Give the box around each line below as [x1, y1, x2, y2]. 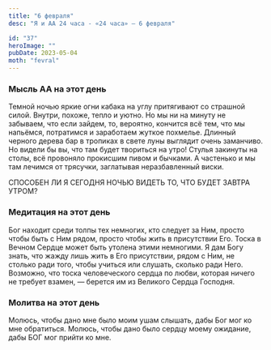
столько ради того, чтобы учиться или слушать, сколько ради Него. [8, 259, 243, 269]
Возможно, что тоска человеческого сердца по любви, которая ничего [8, 268, 255, 278]
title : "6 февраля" [8, 11, 74, 20]
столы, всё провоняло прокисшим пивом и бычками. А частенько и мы [8, 153, 256, 163]
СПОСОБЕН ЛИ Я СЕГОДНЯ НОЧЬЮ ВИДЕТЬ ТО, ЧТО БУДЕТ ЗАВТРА [8, 177, 251, 187]
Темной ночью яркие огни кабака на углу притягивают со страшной [8, 102, 245, 112]
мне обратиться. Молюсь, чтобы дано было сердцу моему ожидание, [8, 323, 252, 333]
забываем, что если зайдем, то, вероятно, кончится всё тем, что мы [8, 119, 245, 129]
